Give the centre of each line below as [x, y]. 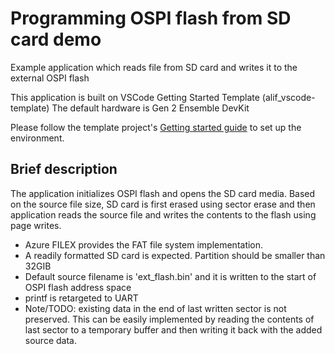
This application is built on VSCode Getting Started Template [135, 97]
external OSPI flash [50, 78]
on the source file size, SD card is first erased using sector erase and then [163, 204]
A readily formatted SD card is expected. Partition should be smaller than [175, 255]
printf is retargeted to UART [81, 298]
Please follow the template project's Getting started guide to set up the [156, 127]
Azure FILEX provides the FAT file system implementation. [144, 244]
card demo [56, 39]
